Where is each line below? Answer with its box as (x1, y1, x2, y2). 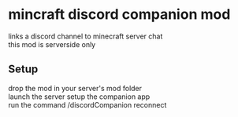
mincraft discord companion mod (8, 5, 231, 24)
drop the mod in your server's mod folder (8, 83, 143, 93)
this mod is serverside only (8, 39, 96, 49)
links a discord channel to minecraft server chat (8, 31, 163, 41)
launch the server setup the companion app (8, 92, 151, 101)
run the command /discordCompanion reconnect (8, 100, 167, 109)
